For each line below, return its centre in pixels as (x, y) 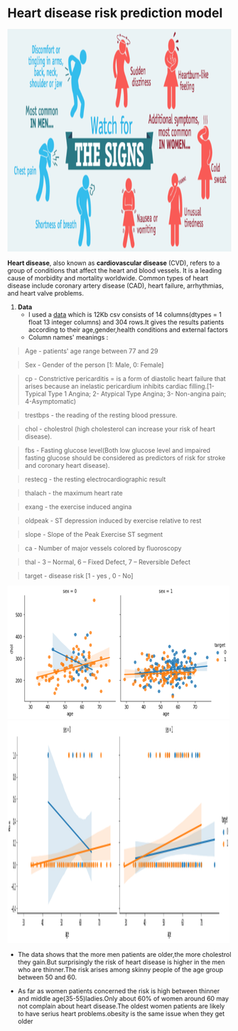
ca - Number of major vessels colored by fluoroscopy (103, 548)
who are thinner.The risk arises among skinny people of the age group (120, 969)
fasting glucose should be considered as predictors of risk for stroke (125, 458)
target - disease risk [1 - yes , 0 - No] (79, 575)
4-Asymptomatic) (50, 401)
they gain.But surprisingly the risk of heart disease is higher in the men (121, 962)
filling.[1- (202, 386)
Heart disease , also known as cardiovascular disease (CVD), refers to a (114, 263)
